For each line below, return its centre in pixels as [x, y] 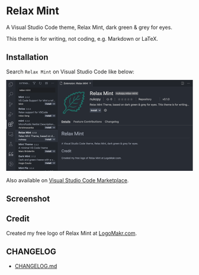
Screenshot [28, 199]
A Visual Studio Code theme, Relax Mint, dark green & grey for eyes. [89, 27]
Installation [27, 57]
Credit [18, 219]
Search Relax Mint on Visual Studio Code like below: [70, 72]
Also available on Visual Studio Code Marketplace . [68, 180]
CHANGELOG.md [36, 266]
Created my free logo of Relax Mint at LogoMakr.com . [72, 233]
